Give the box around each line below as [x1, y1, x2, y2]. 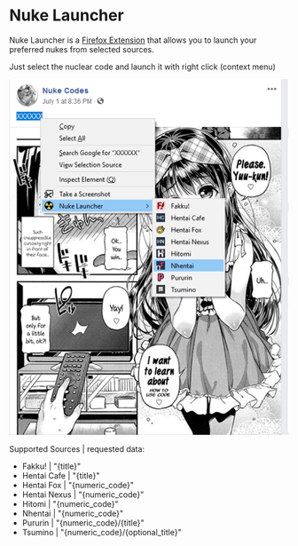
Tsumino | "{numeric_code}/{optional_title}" [21, 526, 182, 537]
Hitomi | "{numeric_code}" [21, 498, 119, 509]
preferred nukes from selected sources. [9, 44, 155, 54]
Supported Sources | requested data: [9, 443, 145, 454]
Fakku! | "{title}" [21, 461, 82, 471]
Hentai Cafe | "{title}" [21, 470, 100, 480]
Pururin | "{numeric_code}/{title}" [21, 517, 145, 528]
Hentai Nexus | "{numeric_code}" [21, 489, 145, 500]
